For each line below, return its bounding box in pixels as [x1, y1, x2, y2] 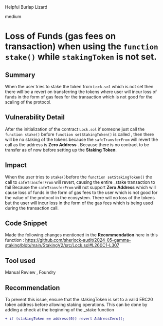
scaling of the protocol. [5, 99, 52, 105]
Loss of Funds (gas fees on [5, 31, 116, 42]
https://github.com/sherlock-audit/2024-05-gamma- [25, 237, 131, 243]
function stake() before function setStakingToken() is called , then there [5, 131, 154, 137]
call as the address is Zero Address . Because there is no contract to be [5, 141, 149, 148]
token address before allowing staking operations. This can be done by [5, 302, 147, 307]
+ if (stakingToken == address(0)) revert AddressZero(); [5, 316, 125, 321]
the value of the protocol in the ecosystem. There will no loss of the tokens [5, 194, 155, 200]
